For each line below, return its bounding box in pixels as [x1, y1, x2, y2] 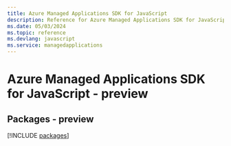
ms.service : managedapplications [7, 42, 103, 49]
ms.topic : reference [7, 29, 67, 36]
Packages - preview [7, 113, 94, 125]
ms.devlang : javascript [7, 36, 76, 42]
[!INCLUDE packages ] [7, 132, 69, 139]
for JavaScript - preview [7, 86, 148, 101]
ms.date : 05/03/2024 [7, 23, 67, 29]
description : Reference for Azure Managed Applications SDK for [7, 16, 195, 23]
